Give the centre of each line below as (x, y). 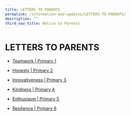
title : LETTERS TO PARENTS (33, 10)
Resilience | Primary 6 (34, 109)
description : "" (22, 19)
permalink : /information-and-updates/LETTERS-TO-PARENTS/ (65, 14)
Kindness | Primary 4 (33, 90)
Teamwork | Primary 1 (34, 61)
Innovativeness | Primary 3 (39, 80)
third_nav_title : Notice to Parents (42, 23)
